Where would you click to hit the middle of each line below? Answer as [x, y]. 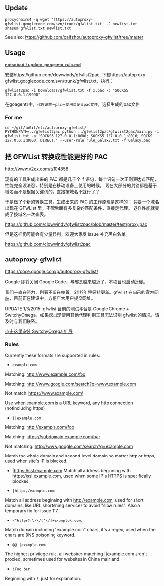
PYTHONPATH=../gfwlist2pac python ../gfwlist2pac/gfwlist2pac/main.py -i [82, 132]
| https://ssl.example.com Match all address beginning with [71, 470]
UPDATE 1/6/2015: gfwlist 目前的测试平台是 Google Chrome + [67, 309]
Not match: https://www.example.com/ [44, 393]
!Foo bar [21, 569]
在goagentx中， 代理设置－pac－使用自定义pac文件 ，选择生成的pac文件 [72, 104]
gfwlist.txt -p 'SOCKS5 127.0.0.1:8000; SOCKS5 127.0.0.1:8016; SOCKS [79, 136]
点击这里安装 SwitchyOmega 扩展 [39, 331]
